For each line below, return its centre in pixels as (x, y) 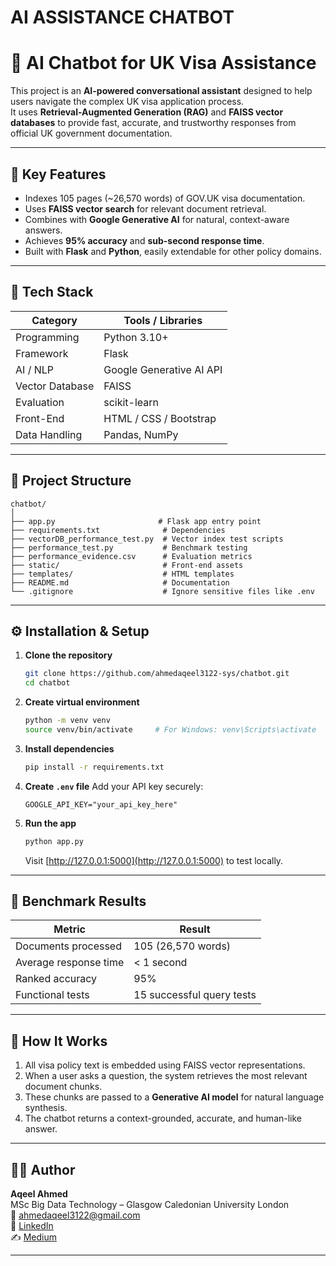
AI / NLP (35, 369)
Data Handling (49, 434)
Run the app (50, 823)
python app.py (54, 841)
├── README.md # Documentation (120, 582)
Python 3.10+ (136, 337)
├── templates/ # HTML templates (122, 574)
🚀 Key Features (58, 174)
